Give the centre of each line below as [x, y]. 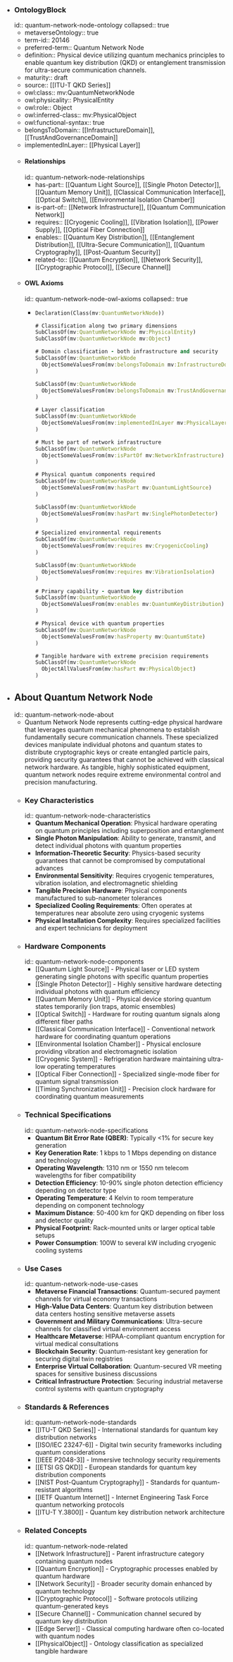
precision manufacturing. [61, 782]
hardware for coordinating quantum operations [103, 1037]
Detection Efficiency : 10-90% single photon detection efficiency [129, 1182]
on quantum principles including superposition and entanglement [130, 831]
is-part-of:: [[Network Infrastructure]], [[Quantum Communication [130, 207]
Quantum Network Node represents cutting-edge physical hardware [124, 722]
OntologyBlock [40, 10]
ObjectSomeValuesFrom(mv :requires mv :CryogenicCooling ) [125, 546]
